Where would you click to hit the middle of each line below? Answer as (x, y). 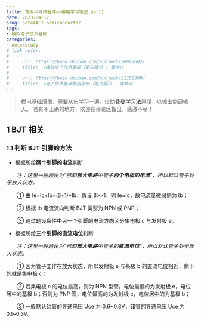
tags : (13, 28)
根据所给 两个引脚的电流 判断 (49, 162)
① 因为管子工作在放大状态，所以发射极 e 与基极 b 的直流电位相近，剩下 (106, 266)
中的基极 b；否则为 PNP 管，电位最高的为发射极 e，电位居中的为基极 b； (101, 294)
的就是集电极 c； (27, 273)
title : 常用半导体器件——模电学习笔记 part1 (55, 12)
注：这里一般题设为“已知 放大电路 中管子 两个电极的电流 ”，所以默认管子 (103, 175)
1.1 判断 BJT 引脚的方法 (39, 148)
